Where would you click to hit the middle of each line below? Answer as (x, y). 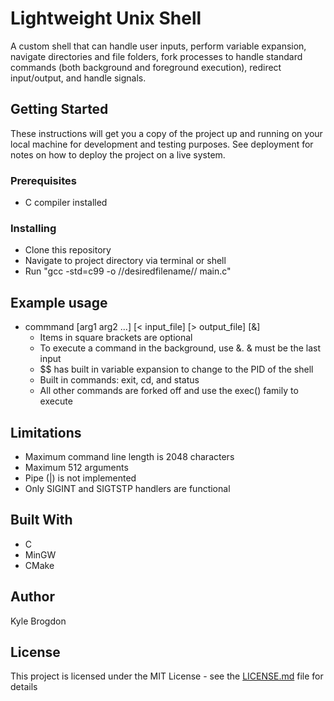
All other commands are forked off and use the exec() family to (169, 391)
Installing (33, 228)
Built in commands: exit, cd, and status (119, 380)
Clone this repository (68, 250)
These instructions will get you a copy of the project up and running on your (166, 133)
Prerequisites (43, 180)
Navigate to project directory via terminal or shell (125, 261)
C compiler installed (66, 203)
